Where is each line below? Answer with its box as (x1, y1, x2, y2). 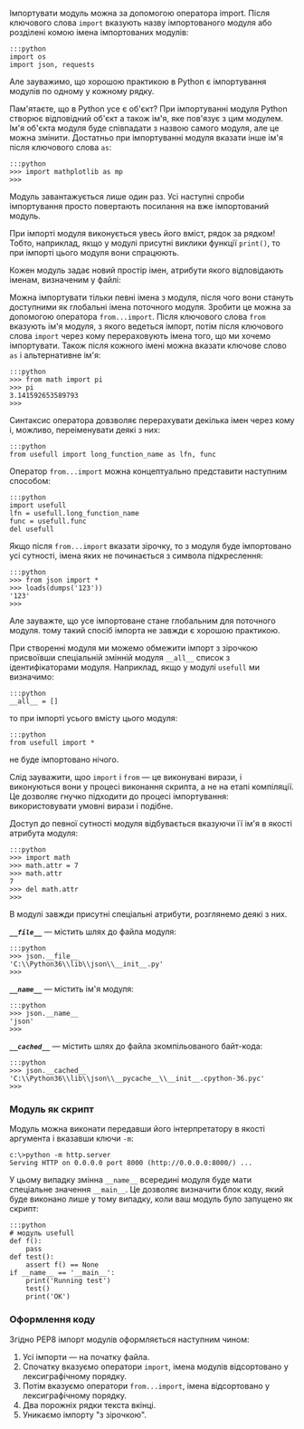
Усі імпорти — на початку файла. (22, 1351, 150, 1362)
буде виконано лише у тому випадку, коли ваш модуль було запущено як (9, 1193, 293, 1204)
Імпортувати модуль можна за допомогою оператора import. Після (9, 8, 270, 18)
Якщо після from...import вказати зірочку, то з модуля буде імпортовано (9, 541, 292, 551)
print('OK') (25, 1292, 71, 1301)
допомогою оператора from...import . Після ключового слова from (9, 312, 266, 322)
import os (9, 53, 47, 62)
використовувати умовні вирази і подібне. (9, 801, 174, 811)
